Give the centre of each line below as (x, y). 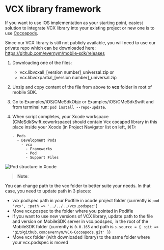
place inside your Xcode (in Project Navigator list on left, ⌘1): (74, 127)
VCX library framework (53, 9)
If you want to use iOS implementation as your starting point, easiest (74, 23)
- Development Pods (37, 140)
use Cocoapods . (22, 33)
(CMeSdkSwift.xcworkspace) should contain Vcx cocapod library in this (85, 122)
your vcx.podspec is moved (40, 242)
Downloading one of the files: (42, 62)
